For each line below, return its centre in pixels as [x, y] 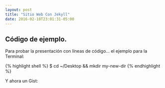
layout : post [19, 10]
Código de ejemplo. [36, 39]
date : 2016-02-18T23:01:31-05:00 [40, 19]
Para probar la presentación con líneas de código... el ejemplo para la [76, 51]
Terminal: [15, 56]
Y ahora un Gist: [22, 81]
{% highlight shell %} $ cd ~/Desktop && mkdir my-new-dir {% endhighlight [83, 66]
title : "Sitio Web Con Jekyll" [38, 14]
